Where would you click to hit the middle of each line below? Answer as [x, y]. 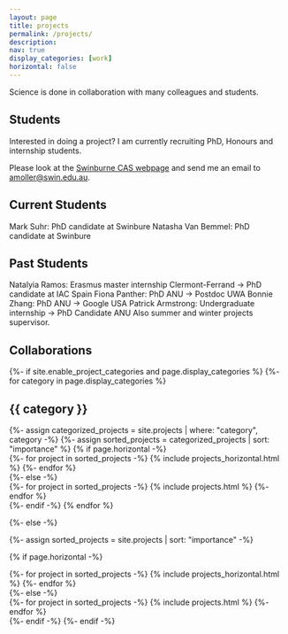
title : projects [39, 26]
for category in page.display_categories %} [87, 381]
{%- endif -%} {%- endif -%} [62, 621]
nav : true [27, 50]
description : [33, 42]
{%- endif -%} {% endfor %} [61, 505]
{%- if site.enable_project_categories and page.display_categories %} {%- [144, 372]
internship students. [45, 151]
